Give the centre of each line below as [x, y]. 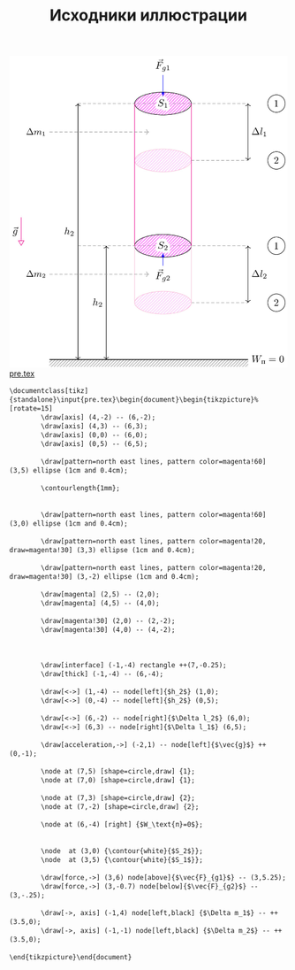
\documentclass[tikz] [49, 390]
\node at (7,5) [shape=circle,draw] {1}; [118, 771]
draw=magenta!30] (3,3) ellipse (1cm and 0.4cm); [102, 550]
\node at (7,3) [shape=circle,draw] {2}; [118, 797]
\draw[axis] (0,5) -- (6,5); [95, 443]
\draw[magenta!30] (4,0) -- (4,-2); [108, 629]
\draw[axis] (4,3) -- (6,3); [95, 426]
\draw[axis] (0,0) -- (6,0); [95, 435]
